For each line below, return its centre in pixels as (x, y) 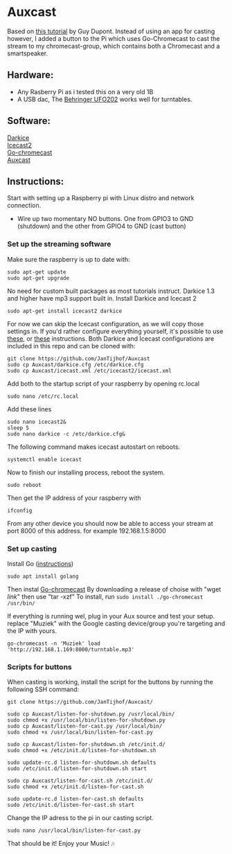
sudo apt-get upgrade (38, 278)
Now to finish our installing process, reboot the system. (86, 472)
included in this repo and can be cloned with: (71, 346)
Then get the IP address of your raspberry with (74, 498)
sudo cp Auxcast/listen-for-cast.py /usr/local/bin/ (85, 727)
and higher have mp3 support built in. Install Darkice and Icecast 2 (102, 298)
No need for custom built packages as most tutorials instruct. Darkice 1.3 (111, 291)
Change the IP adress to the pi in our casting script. (80, 818)
